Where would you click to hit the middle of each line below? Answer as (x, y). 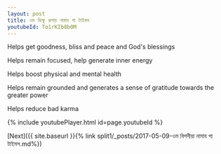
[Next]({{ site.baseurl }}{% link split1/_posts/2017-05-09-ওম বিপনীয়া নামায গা (110, 136)
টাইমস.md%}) (25, 144)
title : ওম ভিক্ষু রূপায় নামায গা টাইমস (48, 20)
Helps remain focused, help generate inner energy (80, 60)
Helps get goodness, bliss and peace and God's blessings (91, 47)
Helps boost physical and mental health (64, 74)
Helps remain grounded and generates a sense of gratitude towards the (111, 88)
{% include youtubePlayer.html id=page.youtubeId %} (85, 122)
